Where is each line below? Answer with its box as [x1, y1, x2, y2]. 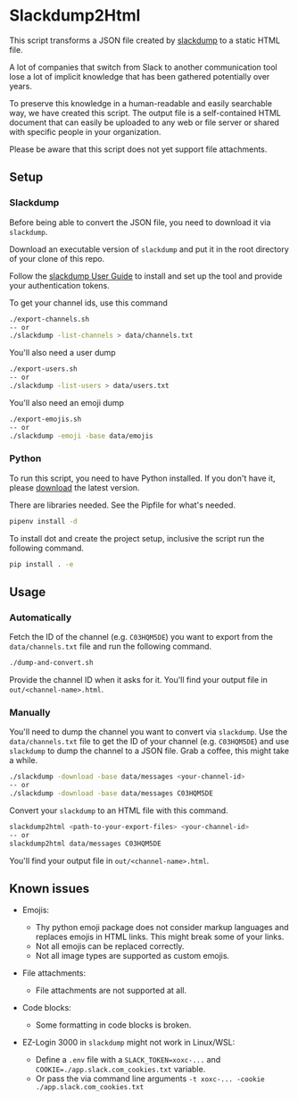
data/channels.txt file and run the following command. [9, 641, 212, 652]
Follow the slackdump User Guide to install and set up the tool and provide [9, 270, 283, 281]
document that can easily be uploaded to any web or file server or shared [9, 117, 279, 128]
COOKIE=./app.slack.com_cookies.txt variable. [35, 1064, 206, 1075]
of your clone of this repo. [9, 253, 105, 264]
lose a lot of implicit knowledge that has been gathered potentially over [9, 71, 270, 81]
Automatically [9, 611, 72, 624]
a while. [9, 755, 38, 766]
